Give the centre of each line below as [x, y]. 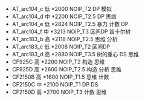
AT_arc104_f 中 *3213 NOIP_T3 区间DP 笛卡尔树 [71, 31]
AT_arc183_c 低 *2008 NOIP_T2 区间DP [61, 47]
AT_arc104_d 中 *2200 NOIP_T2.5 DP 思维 [64, 16]
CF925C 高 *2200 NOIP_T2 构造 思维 [58, 62]
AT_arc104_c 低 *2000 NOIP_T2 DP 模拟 [62, 9]
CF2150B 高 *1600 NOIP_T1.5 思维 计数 [60, 77]
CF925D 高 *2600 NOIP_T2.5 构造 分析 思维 [67, 69]
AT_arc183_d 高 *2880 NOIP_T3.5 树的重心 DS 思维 [75, 54]
